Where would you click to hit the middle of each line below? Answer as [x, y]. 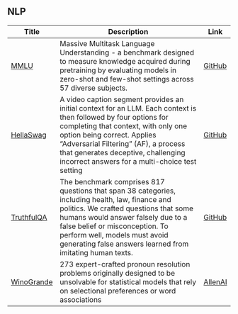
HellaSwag [29, 135]
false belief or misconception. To [114, 226]
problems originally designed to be [118, 273]
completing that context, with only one [124, 125]
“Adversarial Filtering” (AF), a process [123, 143]
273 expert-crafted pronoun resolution [125, 264]
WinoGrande [32, 281]
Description [128, 31]
